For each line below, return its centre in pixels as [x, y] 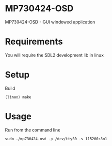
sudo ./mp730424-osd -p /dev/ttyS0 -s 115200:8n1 [56, 139]
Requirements [34, 42]
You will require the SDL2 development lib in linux [55, 55]
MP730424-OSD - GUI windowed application [50, 22]
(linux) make [18, 97]
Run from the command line [33, 130]
